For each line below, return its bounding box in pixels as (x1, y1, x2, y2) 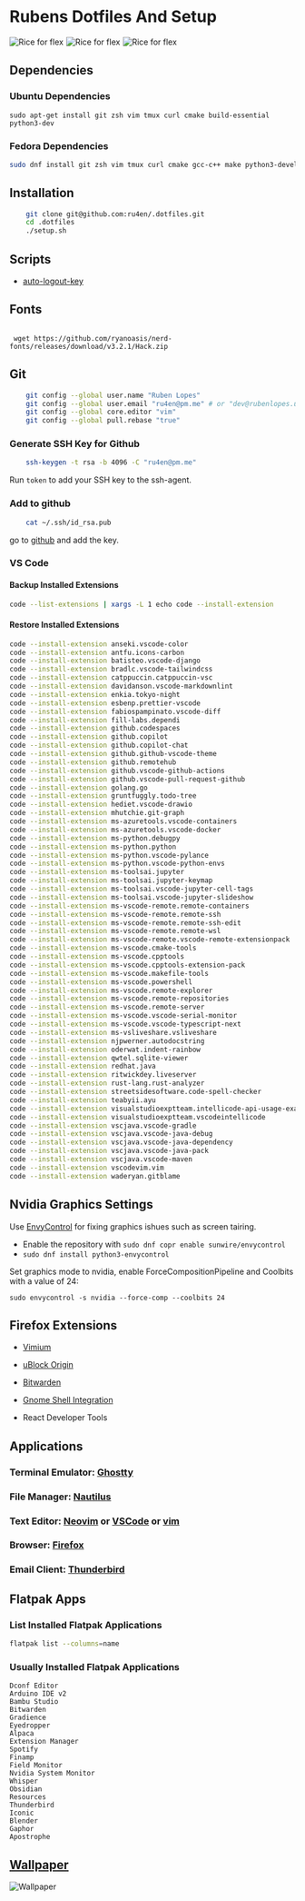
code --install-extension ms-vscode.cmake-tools (9, 943, 197, 953)
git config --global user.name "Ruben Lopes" (25, 391, 202, 400)
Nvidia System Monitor (9, 1769, 95, 1778)
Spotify (9, 1745, 39, 1755)
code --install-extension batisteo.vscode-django (9, 656, 202, 665)
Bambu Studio (9, 1697, 59, 1707)
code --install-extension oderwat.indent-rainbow (9, 1045, 202, 1054)
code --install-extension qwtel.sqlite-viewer (9, 1053, 189, 1062)
